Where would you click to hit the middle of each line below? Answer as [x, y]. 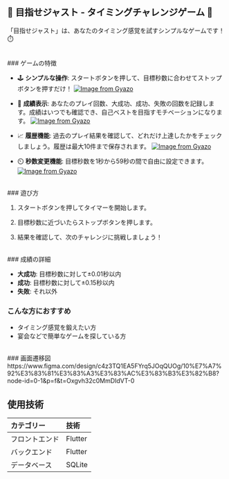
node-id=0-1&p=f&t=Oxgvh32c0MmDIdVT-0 [71, 381]
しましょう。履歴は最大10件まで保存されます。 [84, 146]
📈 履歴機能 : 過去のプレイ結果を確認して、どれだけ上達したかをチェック [120, 135]
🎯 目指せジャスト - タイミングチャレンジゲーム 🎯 [110, 12]
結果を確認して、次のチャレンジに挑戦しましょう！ [90, 237]
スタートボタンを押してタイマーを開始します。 [83, 208]
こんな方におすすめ [39, 311]
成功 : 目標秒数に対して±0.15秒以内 [66, 283]
